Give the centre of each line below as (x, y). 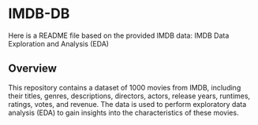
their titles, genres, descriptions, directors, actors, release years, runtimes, (129, 96)
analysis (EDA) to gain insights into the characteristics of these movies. (123, 112)
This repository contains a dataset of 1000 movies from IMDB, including (125, 87)
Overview (33, 69)
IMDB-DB (39, 14)
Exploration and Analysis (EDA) (58, 43)
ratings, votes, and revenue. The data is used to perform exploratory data (127, 104)
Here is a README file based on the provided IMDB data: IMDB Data (119, 35)
